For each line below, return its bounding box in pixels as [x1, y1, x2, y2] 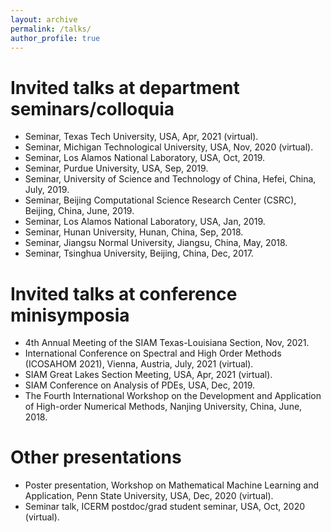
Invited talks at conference [10, 282, 238, 305]
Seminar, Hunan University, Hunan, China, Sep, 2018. [24, 226, 244, 238]
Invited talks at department [10, 76, 240, 99]
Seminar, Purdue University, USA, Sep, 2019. [24, 162, 209, 175]
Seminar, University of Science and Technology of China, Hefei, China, [24, 173, 317, 185]
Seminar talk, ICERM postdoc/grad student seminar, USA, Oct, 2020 [24, 501, 306, 513]
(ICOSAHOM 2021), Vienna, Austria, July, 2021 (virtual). [24, 358, 254, 370]
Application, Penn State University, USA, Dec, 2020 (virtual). [24, 490, 274, 502]
